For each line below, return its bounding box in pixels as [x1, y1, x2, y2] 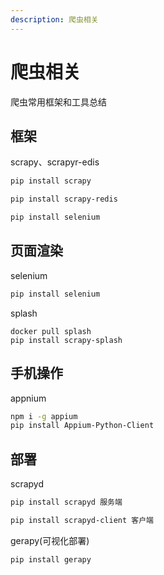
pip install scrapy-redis [10, 194, 118, 205]
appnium [10, 392, 47, 404]
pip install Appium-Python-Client [10, 421, 155, 431]
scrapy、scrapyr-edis [10, 156, 100, 168]
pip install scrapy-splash [10, 335, 123, 345]
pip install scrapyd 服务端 [10, 497, 123, 508]
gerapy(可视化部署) [10, 534, 90, 546]
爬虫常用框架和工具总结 [10, 96, 107, 108]
